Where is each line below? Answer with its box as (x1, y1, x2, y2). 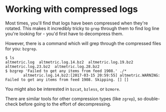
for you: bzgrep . (5, 45, 38, 51)
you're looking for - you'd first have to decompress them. (5, 30, 124, 36)
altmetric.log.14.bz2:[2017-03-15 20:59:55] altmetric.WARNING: (23, 72, 160, 78)
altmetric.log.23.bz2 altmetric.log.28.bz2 (5, 64, 100, 69)
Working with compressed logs (5, 3, 138, 15)
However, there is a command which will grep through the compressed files (5, 40, 161, 46)
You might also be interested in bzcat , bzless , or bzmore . (5, 86, 120, 92)
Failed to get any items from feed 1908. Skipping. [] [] (5, 77, 129, 82)
